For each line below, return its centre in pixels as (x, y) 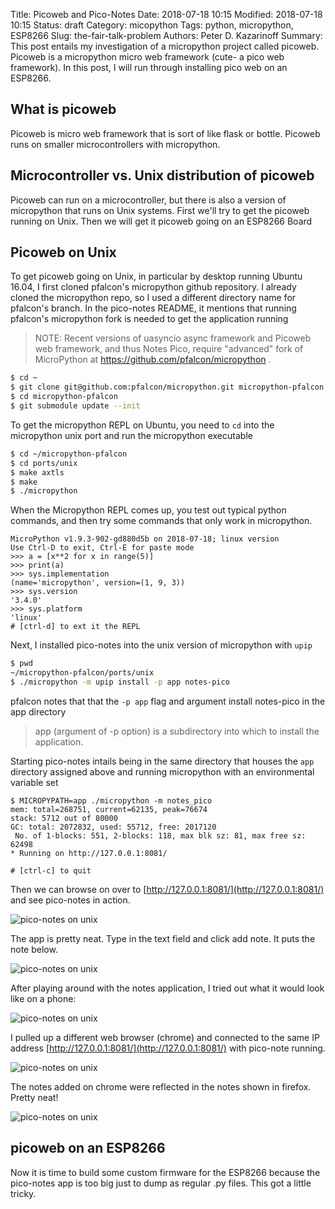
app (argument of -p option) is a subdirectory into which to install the (177, 731)
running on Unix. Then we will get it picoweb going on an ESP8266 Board (161, 221)
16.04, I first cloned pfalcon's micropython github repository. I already (153, 287)
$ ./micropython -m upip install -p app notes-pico (120, 682)
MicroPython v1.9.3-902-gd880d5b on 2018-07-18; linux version (145, 539)
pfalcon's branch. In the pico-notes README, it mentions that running (153, 308)
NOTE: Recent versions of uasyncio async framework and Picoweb (173, 338)
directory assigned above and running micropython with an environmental (162, 771)
